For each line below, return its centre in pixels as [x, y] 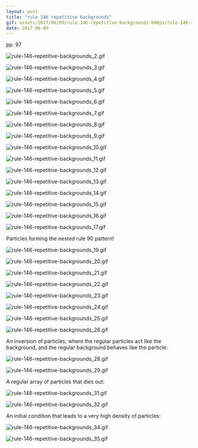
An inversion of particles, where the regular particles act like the [84, 341]
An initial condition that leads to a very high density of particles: [83, 416]
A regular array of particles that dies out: [55, 382]
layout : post [22, 11]
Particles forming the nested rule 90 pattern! [60, 238]
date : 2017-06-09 [27, 28]
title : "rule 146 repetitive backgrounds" [59, 17]
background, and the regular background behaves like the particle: [87, 347]
